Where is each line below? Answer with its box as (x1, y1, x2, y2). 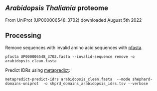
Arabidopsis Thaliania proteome (5, 4, 109, 12)
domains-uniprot (5, 81, 39, 86)
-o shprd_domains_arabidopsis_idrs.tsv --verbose (43, 81, 149, 86)
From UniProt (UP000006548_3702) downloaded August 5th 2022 (5, 17, 142, 23)
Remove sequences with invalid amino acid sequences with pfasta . (5, 45, 143, 50)
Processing (5, 32, 41, 40)
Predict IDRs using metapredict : (5, 67, 70, 73)
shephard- (132, 77, 153, 82)
